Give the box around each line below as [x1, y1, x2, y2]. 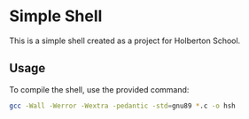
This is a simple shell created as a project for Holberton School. [9, 35, 241, 46]
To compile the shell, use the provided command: [9, 84, 190, 94]
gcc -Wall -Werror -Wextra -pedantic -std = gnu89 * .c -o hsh [9, 101, 237, 110]
